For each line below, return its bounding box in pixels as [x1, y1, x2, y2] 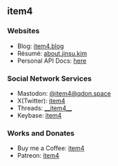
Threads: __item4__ [17, 103, 72, 112]
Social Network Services [7, 74, 92, 83]
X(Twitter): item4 [17, 96, 66, 105]
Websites [7, 26, 40, 36]
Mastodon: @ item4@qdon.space [17, 89, 112, 97]
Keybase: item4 [17, 111, 62, 119]
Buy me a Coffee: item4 [17, 144, 85, 152]
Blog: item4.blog [17, 41, 64, 50]
